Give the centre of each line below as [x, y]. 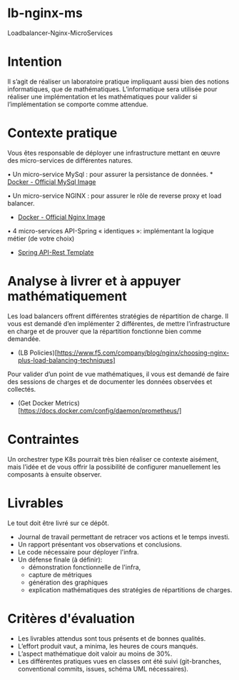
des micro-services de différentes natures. [70, 160]
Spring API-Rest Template [56, 252]
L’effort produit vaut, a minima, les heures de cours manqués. [108, 646]
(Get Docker [36, 403]
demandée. [24, 339]
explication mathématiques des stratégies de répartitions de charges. [130, 589]
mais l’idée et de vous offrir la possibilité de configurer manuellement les [114, 467]
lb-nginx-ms [45, 13]
